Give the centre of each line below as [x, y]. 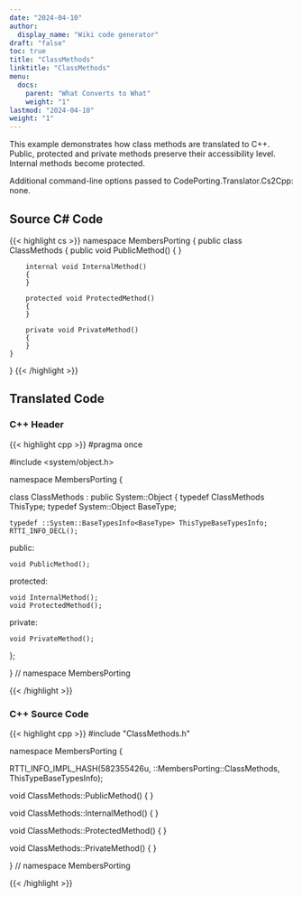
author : [24, 26]
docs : [28, 85]
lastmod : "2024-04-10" [52, 110]
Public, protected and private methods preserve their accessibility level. [143, 154]
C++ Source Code [49, 714]
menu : [19, 77]
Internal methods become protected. [78, 164]
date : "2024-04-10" [46, 18]
